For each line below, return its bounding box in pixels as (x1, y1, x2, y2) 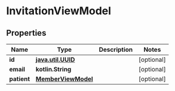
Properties (6, 28, 47, 38)
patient (9, 75, 30, 83)
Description (99, 46, 133, 54)
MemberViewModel (35, 75, 94, 83)
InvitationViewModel (6, 4, 112, 18)
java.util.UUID (35, 55, 75, 64)
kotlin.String (35, 65, 72, 73)
